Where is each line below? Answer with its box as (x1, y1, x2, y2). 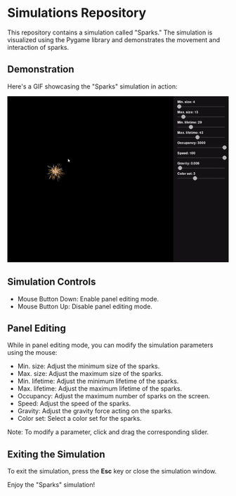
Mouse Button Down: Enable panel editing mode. (17, 294, 159, 303)
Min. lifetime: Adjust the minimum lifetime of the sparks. (17, 377, 179, 386)
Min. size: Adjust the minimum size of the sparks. (17, 362, 160, 370)
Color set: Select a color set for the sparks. (17, 415, 142, 423)
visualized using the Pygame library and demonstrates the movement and (7, 35, 221, 44)
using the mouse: (7, 348, 58, 357)
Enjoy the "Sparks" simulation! (7, 481, 96, 489)
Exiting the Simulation (7, 448, 105, 460)
